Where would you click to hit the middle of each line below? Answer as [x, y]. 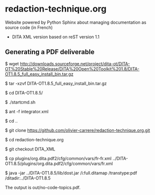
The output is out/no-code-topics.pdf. [43, 187]
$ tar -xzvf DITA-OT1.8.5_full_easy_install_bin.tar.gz [56, 83]
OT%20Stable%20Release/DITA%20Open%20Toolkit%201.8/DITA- [72, 69]
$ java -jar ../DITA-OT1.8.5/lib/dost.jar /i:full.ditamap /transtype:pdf [71, 173]
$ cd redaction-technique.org [34, 139]
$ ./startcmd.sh [20, 102]
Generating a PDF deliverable [50, 52]
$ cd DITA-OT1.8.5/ [24, 92]
